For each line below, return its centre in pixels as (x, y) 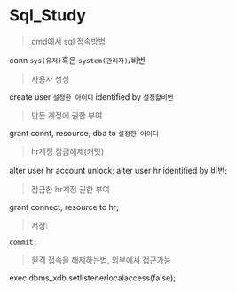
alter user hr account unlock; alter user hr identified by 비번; (118, 170)
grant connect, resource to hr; (64, 207)
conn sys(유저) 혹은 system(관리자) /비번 (78, 60)
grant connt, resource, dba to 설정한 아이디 (84, 133)
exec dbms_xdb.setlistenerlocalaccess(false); (92, 278)
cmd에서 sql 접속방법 (68, 41)
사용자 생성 (50, 79)
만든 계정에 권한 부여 (67, 115)
